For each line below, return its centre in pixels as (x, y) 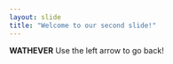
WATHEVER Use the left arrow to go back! (86, 50)
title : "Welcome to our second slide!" (83, 25)
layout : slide (35, 17)
